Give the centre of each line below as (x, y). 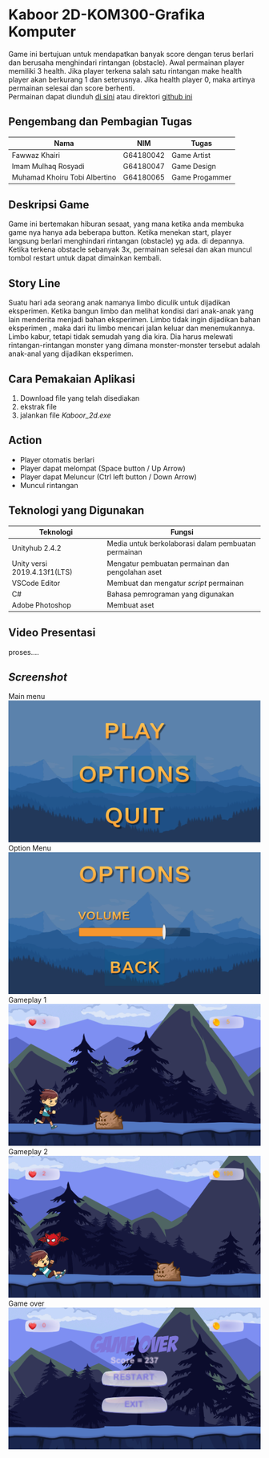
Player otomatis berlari (57, 459)
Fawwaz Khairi (36, 155)
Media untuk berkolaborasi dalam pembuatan (181, 543)
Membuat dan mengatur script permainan (175, 583)
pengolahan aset (134, 571)
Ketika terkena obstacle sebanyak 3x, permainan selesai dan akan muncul (130, 249)
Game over (26, 1303)
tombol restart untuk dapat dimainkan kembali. (85, 258)
